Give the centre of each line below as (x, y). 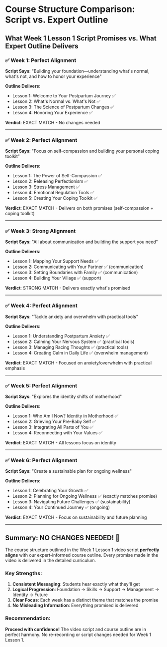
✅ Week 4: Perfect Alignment (42, 306)
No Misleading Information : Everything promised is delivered (75, 606)
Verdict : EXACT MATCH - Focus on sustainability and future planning (76, 517)
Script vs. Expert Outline (57, 20)
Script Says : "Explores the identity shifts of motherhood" (64, 397)
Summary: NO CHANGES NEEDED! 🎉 (63, 538)
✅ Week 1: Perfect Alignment (41, 60)
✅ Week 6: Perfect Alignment (41, 460)
